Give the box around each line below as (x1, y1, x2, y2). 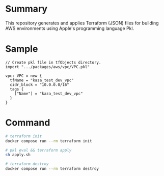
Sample (5, 43, 38, 55)
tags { (10, 86, 24, 92)
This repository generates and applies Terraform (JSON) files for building (5, 20, 159, 26)
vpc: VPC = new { (5, 73, 42, 78)
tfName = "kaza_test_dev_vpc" (10, 77, 74, 83)
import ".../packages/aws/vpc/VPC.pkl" (5, 64, 90, 69)
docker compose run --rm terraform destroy (5, 166, 99, 171)
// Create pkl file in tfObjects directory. (5, 60, 101, 65)
